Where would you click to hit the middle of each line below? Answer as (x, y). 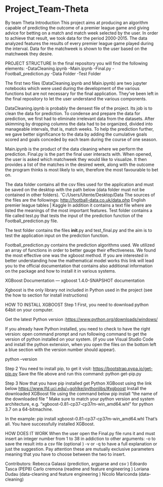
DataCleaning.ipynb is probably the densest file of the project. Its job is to (79, 108)
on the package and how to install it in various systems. (61, 271)
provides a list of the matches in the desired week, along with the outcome (80, 164)
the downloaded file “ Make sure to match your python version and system (80, 399)
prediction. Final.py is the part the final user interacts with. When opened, (79, 154)
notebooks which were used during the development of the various (72, 88)
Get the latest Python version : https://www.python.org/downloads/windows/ (81, 319)
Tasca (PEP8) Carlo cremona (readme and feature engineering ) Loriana (77, 469)
